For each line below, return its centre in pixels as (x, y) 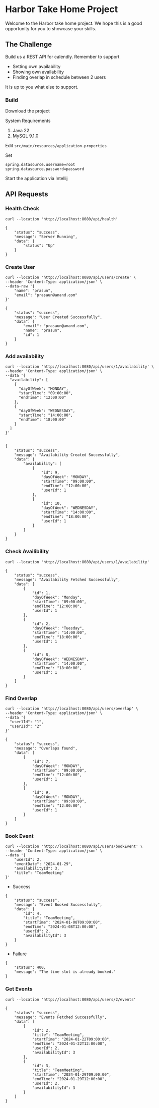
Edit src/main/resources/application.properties (56, 146)
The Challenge (29, 45)
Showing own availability (38, 72)
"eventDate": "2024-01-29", (44, 864)
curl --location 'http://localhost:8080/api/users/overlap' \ (72, 709)
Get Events (19, 989)
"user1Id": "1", (27, 722)
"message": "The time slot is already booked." (65, 972)
